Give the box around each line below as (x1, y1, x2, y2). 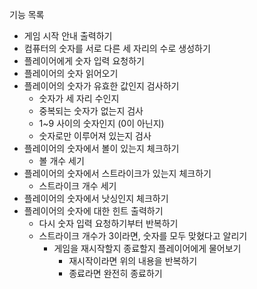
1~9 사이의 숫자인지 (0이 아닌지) (38, 118, 165, 129)
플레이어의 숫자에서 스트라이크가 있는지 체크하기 (23, 168, 212, 179)
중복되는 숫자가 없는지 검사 (38, 105, 144, 117)
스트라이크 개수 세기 (38, 180, 117, 192)
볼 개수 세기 (38, 155, 85, 167)
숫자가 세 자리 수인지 (38, 93, 120, 104)
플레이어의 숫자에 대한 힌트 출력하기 (23, 205, 164, 217)
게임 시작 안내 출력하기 (23, 30, 113, 42)
